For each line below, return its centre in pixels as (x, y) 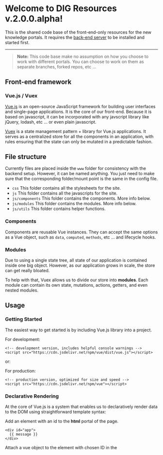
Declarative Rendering (32, 396)
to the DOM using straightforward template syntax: (56, 412)
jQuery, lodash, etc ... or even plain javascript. (51, 122)
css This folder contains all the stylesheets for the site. (66, 188)
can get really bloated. (27, 271)
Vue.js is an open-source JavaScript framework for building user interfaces (80, 106)
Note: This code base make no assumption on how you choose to (83, 56)
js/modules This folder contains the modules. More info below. (74, 204)
